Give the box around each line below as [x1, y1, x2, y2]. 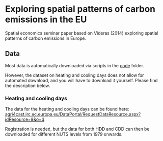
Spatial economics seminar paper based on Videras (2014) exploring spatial [5, 30, 159, 36]
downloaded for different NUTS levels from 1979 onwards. [5, 131, 123, 137]
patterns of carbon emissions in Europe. [5, 35, 86, 41]
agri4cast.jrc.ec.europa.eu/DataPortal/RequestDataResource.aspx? [5, 112, 141, 117]
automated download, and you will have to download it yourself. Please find [5, 77, 158, 83]
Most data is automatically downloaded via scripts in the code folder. [5, 62, 144, 68]
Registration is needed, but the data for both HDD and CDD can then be [5, 126, 150, 132]
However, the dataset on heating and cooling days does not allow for [5, 72, 144, 78]
